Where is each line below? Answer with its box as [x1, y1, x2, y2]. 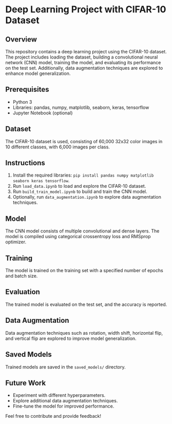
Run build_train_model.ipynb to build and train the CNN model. [12, 188, 147, 195]
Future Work [5, 378, 46, 387]
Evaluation [5, 287, 40, 296]
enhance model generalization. [5, 70, 71, 76]
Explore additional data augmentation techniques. [12, 398, 118, 404]
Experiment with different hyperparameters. [12, 392, 106, 398]
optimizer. [5, 239, 27, 245]
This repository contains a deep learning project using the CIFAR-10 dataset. [5, 49, 167, 54]
